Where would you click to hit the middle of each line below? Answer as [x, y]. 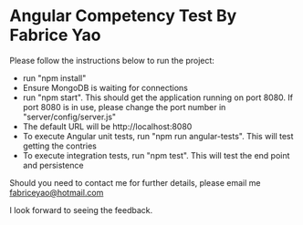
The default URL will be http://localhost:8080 [107, 126]
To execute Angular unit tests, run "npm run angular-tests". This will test [158, 136]
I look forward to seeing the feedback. [81, 210]
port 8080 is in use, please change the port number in [124, 107]
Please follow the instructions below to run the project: [112, 60]
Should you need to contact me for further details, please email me [135, 182]
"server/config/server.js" [69, 117]
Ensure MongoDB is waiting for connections [105, 87]
